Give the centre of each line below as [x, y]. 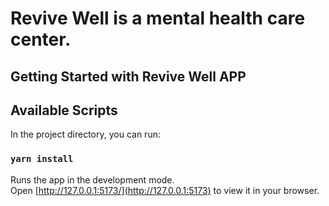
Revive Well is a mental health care [158, 18]
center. [41, 39]
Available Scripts [64, 110]
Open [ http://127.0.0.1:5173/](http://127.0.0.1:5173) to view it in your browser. [165, 190]
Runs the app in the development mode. [92, 179]
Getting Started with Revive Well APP [128, 76]
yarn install [42, 159]
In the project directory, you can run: [85, 134]
